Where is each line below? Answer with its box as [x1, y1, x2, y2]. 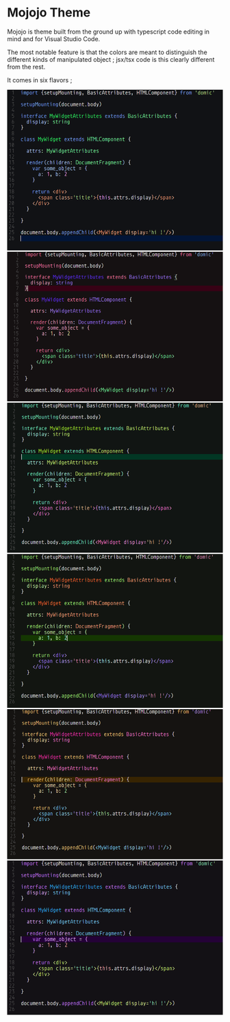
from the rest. [7, 62, 46, 71]
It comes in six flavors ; [7, 75, 73, 84]
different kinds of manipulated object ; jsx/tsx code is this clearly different [7, 55, 215, 63]
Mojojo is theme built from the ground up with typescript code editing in [7, 27, 210, 36]
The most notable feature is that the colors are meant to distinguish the [7, 48, 207, 56]
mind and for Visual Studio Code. [7, 34, 101, 43]
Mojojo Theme [7, 5, 91, 21]
